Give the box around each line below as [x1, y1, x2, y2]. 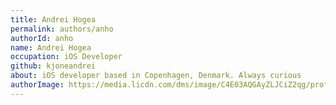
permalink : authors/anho [10, 24, 114, 34]
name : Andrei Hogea [10, 42, 92, 53]
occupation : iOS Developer [10, 52, 123, 62]
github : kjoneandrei [10, 61, 97, 71]
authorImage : [10, 80, 65, 90]
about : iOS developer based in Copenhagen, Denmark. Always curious [10, 71, 302, 81]
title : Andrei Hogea [10, 14, 97, 25]
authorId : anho [10, 33, 74, 43]
